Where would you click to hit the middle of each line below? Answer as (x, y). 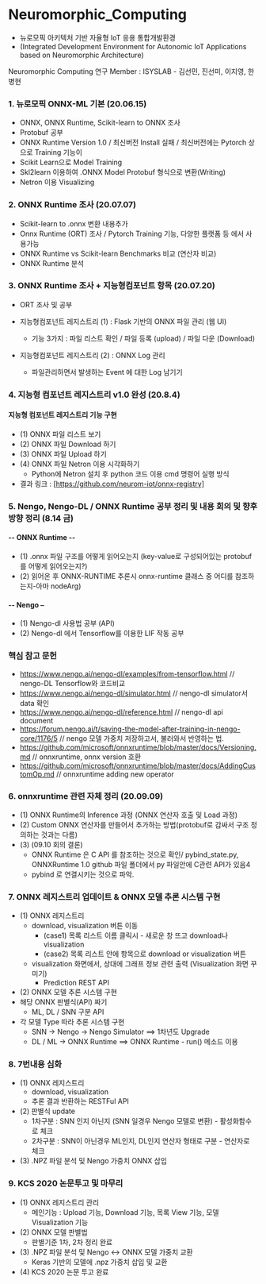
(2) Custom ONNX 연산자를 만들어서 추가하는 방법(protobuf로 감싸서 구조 (134, 824)
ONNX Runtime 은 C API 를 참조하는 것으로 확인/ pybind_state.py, (135, 854)
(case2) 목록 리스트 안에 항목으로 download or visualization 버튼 (145, 954)
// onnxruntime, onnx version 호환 (87, 757)
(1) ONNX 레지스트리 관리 (59, 1202)
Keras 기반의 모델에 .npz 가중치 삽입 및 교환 (99, 1262)
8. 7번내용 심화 (35, 1064)
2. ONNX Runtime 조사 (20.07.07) (72, 205)
